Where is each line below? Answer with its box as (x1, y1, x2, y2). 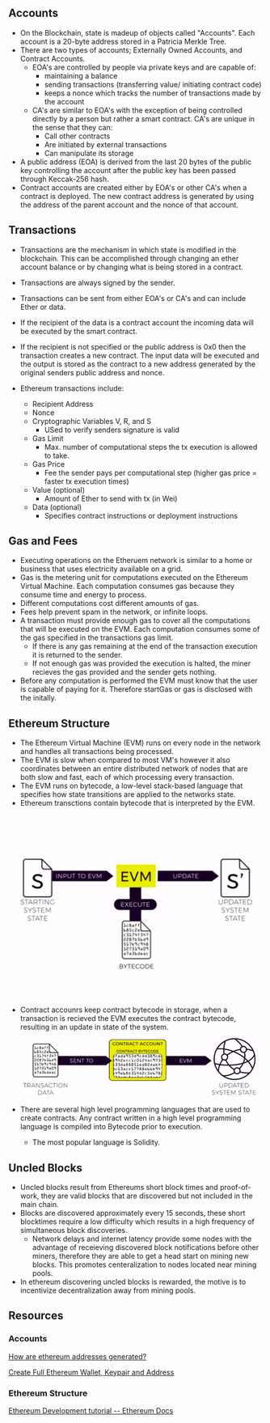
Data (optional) (32, 502, 82, 512)
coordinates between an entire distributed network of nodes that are (19, 764, 248, 773)
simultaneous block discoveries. (19, 1226, 128, 1235)
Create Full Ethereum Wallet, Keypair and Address (8, 1367, 175, 1377)
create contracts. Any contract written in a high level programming (19, 1113, 242, 1123)
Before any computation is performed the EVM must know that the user (19, 676, 259, 686)
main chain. (19, 1200, 59, 1209)
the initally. (19, 693, 57, 703)
